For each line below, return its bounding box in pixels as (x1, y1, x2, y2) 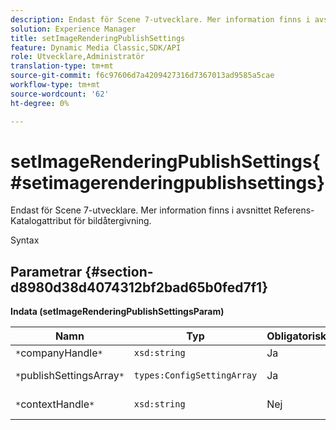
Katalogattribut (10, 215, 72, 227)
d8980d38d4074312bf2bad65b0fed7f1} (10, 279, 268, 296)
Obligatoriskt (266, 329, 331, 343)
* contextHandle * (15, 397, 95, 411)
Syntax (10, 234, 40, 246)
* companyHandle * (15, 346, 103, 360)
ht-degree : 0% (10, 98, 70, 108)
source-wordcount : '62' (10, 89, 110, 99)
